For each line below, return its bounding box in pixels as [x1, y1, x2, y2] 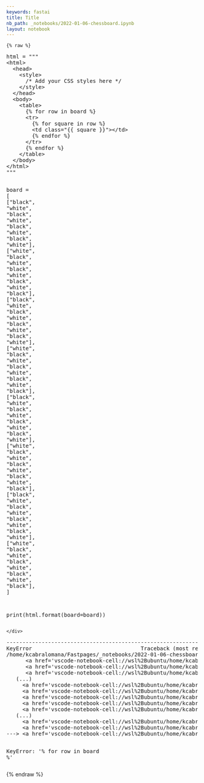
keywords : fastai [6, 9, 50, 15]
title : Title [6, 15, 39, 21]
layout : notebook [6, 26, 50, 32]
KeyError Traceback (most [6, 645, 189, 652]
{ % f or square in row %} [32, 120, 106, 127]
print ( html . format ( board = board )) [6, 612, 106, 618]
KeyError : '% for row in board [6, 748, 100, 755]
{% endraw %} [6, 771, 44, 778]
